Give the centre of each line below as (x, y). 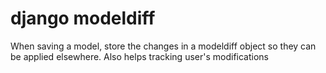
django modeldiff (83, 18)
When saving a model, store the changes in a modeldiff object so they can (163, 46)
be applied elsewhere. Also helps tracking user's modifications (139, 56)
